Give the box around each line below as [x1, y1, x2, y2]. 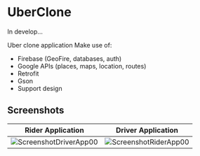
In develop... [7, 27, 44, 36]
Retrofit [17, 69, 39, 78]
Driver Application [115, 125, 179, 135]
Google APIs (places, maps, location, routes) [17, 62, 147, 70]
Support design [17, 84, 62, 92]
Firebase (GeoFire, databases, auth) [17, 54, 122, 63]
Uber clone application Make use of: [7, 41, 112, 49]
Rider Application [24, 125, 84, 135]
